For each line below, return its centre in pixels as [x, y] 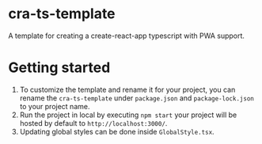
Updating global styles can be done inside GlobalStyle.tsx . [117, 131]
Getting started [59, 68]
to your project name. [55, 106]
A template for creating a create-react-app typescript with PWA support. [127, 36]
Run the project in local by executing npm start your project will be [128, 115]
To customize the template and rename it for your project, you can [127, 89]
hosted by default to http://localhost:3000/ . [93, 123]
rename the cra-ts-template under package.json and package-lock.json [137, 98]
